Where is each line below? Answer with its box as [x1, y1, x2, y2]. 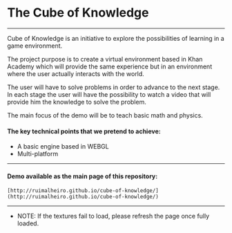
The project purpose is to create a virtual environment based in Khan [7, 55, 203, 63]
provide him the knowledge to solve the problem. [7, 97, 146, 106]
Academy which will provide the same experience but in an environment [7, 62, 213, 71]
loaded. [17, 219, 39, 227]
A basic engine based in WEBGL [17, 142, 109, 151]
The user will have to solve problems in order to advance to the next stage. [7, 83, 220, 91]
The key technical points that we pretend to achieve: [7, 127, 161, 136]
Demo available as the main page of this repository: [7, 171, 158, 180]
